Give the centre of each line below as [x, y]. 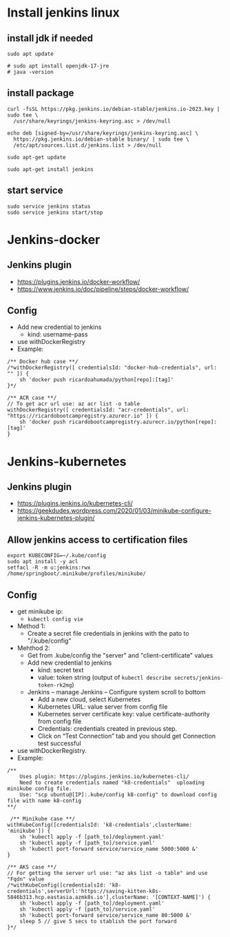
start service [35, 191]
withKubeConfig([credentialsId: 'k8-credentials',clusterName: [100, 825]
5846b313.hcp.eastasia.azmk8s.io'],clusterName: [78, 898]
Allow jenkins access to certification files [97, 540]
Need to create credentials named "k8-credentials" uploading [112, 783]
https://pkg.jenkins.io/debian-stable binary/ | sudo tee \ [101, 139]
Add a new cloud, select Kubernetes [89, 699]
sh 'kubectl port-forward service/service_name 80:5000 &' [106, 916]
